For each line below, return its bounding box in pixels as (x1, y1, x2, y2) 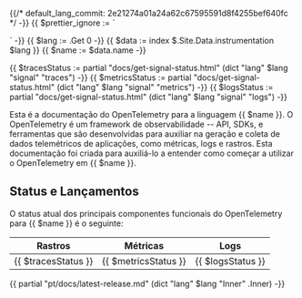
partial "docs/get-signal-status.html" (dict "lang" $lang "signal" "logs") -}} (9, 91, 288, 102)
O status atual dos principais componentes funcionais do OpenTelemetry (9, 208, 283, 219)
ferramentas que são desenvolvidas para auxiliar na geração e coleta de (9, 128, 280, 139)
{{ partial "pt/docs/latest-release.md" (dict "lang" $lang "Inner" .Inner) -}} (9, 278, 286, 289)
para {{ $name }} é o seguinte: (9, 218, 125, 229)
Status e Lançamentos (9, 184, 139, 200)
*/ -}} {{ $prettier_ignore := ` (9, 17, 116, 28)
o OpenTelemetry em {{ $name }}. (9, 158, 136, 168)
